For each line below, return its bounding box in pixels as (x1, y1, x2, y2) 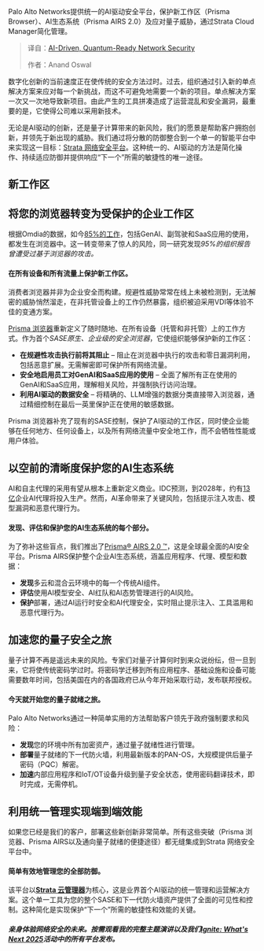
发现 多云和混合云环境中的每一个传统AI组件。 (19, 578, 165, 588)
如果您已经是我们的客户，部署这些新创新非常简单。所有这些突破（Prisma (8, 827, 244, 837)
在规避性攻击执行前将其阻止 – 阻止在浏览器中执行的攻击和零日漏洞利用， (19, 350, 255, 360)
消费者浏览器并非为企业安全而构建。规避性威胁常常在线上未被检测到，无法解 (8, 287, 256, 297)
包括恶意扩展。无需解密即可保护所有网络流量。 (19, 361, 171, 370)
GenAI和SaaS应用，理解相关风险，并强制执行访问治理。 (19, 380, 201, 390)
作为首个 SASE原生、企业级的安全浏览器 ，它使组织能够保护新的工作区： (21, 334, 254, 343)
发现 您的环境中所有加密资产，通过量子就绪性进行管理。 (19, 740, 199, 749)
